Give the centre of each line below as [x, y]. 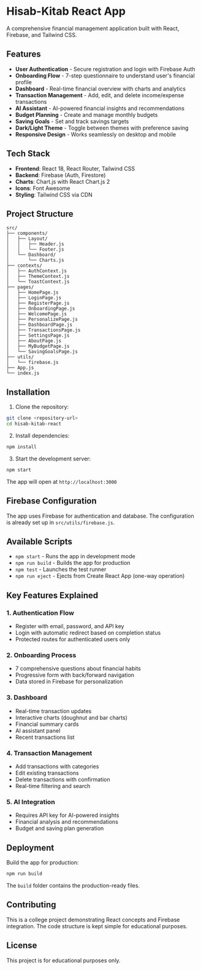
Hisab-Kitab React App [66, 11]
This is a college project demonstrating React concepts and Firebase [93, 920]
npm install [21, 447]
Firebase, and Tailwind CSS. [42, 34]
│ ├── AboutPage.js [34, 341]
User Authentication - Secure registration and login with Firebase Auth [105, 69]
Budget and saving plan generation [59, 829]
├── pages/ [20, 287]
